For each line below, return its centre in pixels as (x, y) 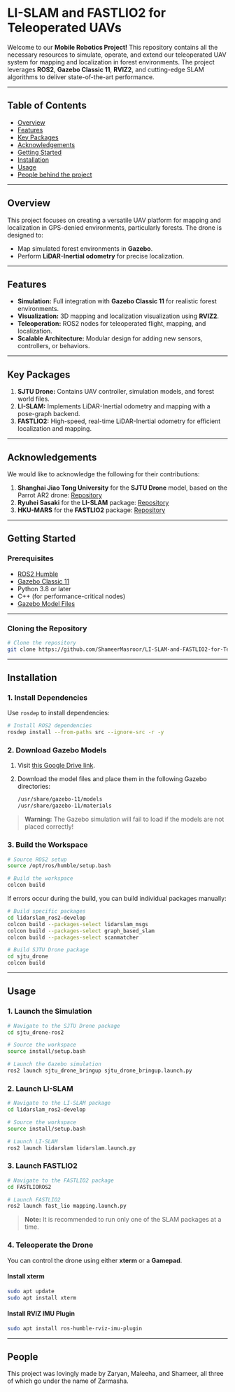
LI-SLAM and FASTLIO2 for (87, 13)
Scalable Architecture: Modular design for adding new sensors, (110, 338)
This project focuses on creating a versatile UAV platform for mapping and (114, 220)
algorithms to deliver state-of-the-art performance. (81, 77)
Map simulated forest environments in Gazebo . (85, 248)
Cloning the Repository (47, 628)
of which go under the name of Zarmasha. (68, 1381)
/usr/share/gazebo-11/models (60, 799)
